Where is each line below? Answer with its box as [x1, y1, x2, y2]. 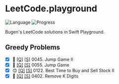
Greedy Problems [5, 43, 60, 52]
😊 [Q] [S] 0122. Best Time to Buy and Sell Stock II [12, 67, 115, 73]
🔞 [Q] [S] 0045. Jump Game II [12, 56, 73, 62]
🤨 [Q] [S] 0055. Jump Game [12, 62, 69, 68]
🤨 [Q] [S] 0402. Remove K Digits [12, 73, 78, 79]
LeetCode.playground [5, 3, 98, 14]
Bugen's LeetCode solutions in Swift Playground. [5, 29, 105, 35]
